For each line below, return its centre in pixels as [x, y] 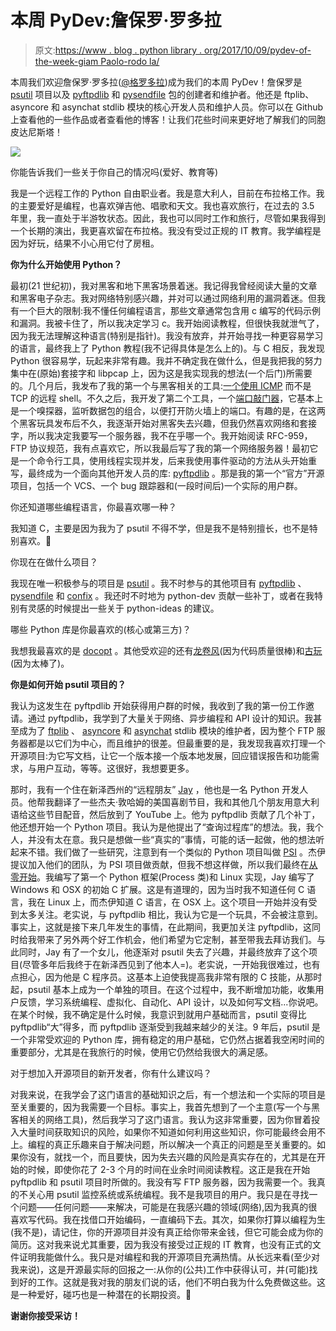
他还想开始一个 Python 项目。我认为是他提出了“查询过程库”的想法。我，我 [162, 827]
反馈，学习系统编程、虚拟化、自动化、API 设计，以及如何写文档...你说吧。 [171, 1002]
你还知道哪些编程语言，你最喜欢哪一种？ [93, 507]
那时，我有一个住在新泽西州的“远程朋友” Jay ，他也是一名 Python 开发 [155, 789]
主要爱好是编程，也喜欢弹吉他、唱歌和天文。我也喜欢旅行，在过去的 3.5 [166, 205]
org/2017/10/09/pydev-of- [258, 50]
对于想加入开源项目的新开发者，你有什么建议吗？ [111, 1073]
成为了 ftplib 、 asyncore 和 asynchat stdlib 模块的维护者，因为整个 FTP [166, 730]
